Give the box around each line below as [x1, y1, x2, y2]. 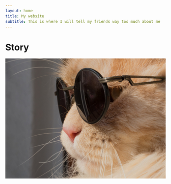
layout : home [5, 8, 33, 13]
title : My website [5, 13, 44, 19]
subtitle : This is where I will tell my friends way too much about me [5, 19, 160, 24]
